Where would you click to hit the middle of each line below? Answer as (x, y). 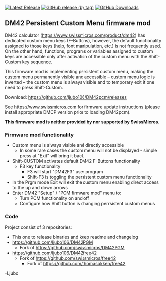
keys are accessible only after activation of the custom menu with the (76, 56)
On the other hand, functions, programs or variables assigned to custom (79, 51)
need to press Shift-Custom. (34, 87)
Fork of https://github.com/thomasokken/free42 (76, 264)
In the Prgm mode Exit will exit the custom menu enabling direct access (85, 182)
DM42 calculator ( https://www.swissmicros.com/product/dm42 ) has (75, 35)
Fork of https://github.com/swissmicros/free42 (68, 258)
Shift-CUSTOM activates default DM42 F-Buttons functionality (76, 161)
